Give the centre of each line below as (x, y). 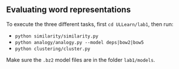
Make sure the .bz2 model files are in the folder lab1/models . (81, 59)
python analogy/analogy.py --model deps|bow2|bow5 (79, 42)
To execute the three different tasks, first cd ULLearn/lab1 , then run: (90, 24)
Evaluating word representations (69, 10)
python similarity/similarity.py (57, 36)
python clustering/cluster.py (53, 49)
